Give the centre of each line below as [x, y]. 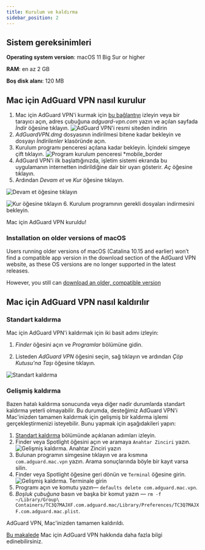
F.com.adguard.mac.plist [47, 512]
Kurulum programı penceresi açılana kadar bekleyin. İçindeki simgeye [103, 148]
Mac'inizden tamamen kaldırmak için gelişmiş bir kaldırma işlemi [87, 417]
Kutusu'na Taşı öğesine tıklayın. [55, 363]
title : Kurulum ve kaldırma [42, 12]
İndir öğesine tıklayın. [42, 128]
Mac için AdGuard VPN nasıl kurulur [76, 100]
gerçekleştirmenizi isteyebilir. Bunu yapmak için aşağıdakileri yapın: [91, 424]
